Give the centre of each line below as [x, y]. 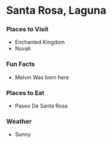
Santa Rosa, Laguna [56, 10]
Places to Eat [25, 92]
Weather [19, 121]
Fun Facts [21, 64]
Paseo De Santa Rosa [41, 106]
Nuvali [23, 49]
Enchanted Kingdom [40, 42]
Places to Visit [27, 29]
